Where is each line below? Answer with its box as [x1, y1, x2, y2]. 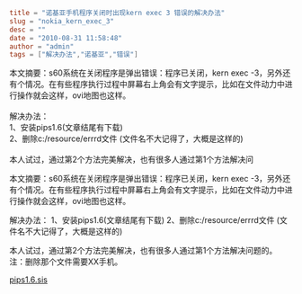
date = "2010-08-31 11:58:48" [9, 33, 123, 42]
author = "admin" [9, 41, 75, 51]
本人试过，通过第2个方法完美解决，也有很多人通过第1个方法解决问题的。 [9, 245, 278, 256]
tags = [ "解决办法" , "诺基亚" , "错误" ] [9, 50, 138, 59]
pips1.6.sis [9, 274, 48, 285]
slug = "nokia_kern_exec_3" [9, 16, 115, 26]
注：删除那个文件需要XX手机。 [9, 256, 123, 267]
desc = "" [9, 25, 47, 34]
